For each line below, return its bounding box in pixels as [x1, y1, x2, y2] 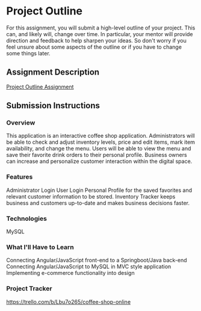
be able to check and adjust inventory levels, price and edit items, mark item [6, 138, 196, 146]
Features [6, 173, 33, 181]
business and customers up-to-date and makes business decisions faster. [6, 199, 190, 206]
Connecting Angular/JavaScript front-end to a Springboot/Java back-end [6, 257, 188, 264]
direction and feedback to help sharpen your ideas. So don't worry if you [6, 37, 187, 44]
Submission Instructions [6, 100, 100, 111]
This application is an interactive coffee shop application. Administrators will [6, 132, 195, 140]
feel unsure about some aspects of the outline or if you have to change [6, 43, 182, 51]
